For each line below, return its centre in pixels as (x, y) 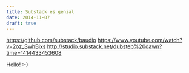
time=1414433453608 (34, 53)
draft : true (21, 23)
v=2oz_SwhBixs (26, 46)
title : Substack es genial (40, 12)
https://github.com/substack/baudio (51, 40)
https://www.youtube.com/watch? (140, 40)
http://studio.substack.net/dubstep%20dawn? (104, 46)
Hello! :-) (17, 65)
